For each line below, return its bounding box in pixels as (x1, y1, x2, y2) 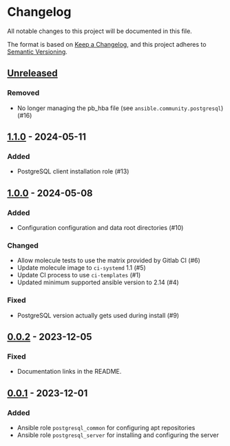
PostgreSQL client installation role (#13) (17, 167, 129, 176)
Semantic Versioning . (7, 47, 67, 56)
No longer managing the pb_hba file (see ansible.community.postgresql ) (17, 104, 224, 112)
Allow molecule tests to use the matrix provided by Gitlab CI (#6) (17, 256, 201, 265)
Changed (7, 240, 39, 250)
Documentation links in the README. (17, 368, 122, 376)
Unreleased (7, 67, 59, 79)
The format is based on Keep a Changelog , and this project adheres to (7, 40, 207, 48)
